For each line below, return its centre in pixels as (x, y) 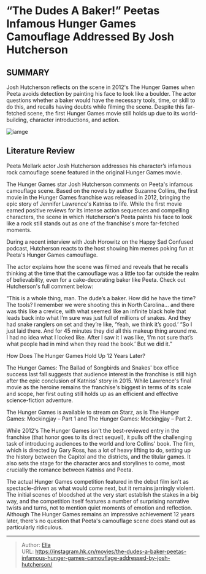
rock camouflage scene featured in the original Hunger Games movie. (94, 172)
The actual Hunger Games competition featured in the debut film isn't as (97, 481)
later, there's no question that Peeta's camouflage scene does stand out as (101, 521)
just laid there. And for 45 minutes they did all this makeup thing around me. (102, 331)
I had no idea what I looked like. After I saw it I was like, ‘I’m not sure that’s (100, 337)
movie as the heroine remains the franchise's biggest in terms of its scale (99, 387)
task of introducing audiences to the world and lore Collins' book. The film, (101, 443)
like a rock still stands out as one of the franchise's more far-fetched (93, 223)
